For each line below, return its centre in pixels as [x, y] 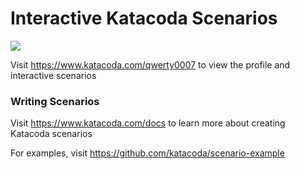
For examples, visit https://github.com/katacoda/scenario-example [147, 153]
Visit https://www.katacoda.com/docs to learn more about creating [148, 123]
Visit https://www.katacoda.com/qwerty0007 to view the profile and [150, 64]
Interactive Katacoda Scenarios [144, 18]
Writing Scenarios [55, 101]
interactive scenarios [53, 75]
